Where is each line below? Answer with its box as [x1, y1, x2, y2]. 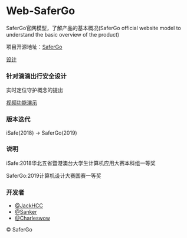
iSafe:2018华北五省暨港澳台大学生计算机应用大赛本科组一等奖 [6, 159, 156, 167]
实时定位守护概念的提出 [6, 87, 63, 94]
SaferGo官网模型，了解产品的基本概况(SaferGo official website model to [6, 24, 181, 31]
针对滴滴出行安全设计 [6, 72, 67, 80]
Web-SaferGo [6, 4, 76, 18]
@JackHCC [14, 202, 43, 209]
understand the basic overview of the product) [6, 31, 120, 38]
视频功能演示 [6, 99, 37, 106]
